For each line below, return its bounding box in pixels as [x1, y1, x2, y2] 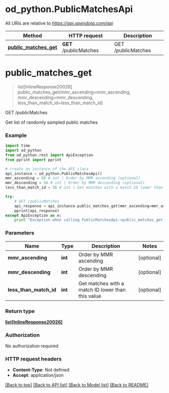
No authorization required [5, 343, 59, 349]
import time [5, 143, 30, 148]
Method [23, 32, 42, 39]
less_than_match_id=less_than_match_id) [17, 100, 103, 106]
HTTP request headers [5, 356, 62, 363]
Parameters [5, 229, 34, 237]
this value [78, 292, 102, 299]
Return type [5, 307, 35, 315]
